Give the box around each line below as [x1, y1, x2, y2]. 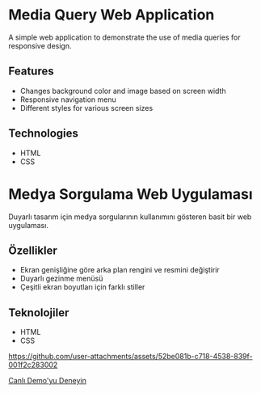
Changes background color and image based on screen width [19, 86, 226, 95]
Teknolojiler [8, 306, 69, 319]
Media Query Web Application [8, 6, 215, 24]
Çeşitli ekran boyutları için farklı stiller [19, 282, 145, 292]
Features [8, 65, 54, 78]
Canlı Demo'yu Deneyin [8, 376, 87, 386]
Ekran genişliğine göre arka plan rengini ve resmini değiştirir [19, 265, 220, 275]
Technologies [8, 127, 79, 141]
